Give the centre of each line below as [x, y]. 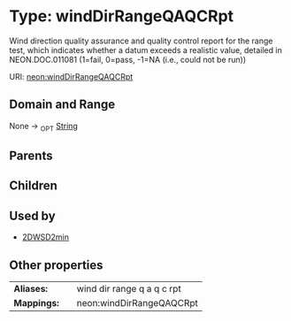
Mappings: [37, 302]
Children [33, 186]
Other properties [56, 265]
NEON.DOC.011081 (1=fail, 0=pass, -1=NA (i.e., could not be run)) [128, 59]
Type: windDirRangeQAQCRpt [122, 16]
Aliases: [31, 288]
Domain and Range [62, 105]
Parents [31, 155]
